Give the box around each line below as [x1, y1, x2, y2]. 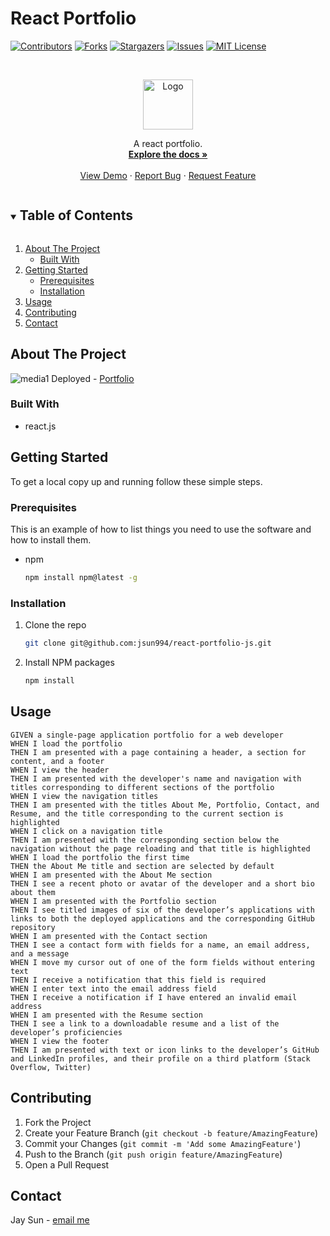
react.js [24, 420, 57, 432]
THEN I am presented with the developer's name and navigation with [10, 773, 302, 784]
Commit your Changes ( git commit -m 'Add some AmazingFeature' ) [24, 1137, 302, 1149]
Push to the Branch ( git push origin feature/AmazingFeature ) [24, 1148, 283, 1160]
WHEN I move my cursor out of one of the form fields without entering [10, 957, 315, 967]
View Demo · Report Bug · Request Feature [79, 169, 257, 181]
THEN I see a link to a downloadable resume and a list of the [10, 1018, 280, 1029]
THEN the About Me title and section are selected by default [10, 861, 275, 871]
